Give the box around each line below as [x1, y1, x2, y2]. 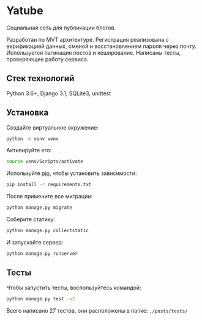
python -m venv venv [6, 136, 59, 142]
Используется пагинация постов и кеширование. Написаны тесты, [6, 49, 181, 56]
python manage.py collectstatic [6, 228, 89, 234]
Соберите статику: [6, 216, 56, 223]
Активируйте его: [6, 147, 52, 154]
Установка [6, 107, 49, 118]
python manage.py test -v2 [6, 295, 75, 302]
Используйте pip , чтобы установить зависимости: [6, 170, 137, 177]
